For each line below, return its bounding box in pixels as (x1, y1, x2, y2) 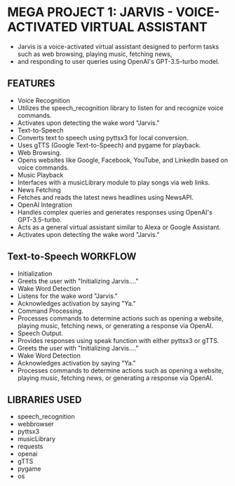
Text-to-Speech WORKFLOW (7, 250, 137, 263)
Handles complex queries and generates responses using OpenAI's (17, 208, 213, 216)
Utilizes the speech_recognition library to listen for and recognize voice (17, 103, 224, 112)
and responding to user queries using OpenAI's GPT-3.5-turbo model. (17, 57, 220, 65)
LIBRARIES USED (7, 393, 82, 405)
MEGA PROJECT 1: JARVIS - (7, 4, 173, 20)
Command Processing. (17, 306, 84, 315)
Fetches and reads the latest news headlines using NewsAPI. (17, 193, 194, 201)
